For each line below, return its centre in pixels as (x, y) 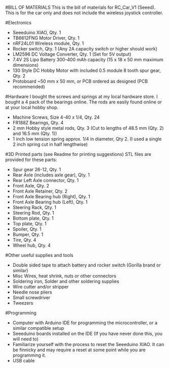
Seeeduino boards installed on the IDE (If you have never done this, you (87, 334)
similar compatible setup (38, 328)
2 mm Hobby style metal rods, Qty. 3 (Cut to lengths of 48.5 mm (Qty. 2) (88, 128)
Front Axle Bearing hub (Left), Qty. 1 (50, 202)
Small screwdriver (31, 297)
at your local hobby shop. (32, 107)
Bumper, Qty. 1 (28, 234)
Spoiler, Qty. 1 (27, 229)
